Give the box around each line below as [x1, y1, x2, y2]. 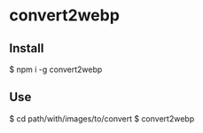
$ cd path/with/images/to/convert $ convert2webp [9, 113, 195, 124]
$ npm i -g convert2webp [9, 64, 103, 74]
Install [9, 41, 44, 56]
